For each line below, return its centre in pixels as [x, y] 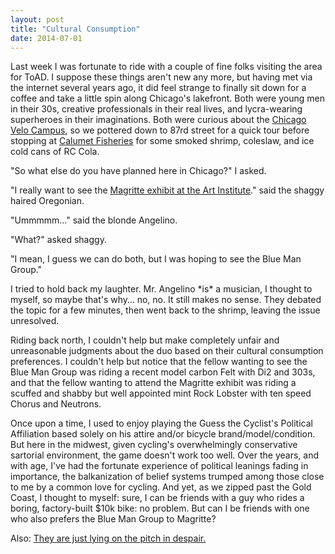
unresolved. [35, 321]
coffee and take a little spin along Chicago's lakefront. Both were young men [167, 98]
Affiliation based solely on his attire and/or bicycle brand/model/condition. [163, 434]
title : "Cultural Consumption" [75, 29]
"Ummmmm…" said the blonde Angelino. [94, 220]
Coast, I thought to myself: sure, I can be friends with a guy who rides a [157, 498]
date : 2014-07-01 [46, 38]
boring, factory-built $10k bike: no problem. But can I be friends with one [160, 508]
